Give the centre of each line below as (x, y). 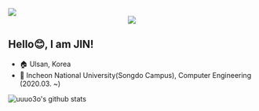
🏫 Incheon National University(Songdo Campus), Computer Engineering (135, 75)
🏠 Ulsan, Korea (45, 64)
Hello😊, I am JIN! (51, 44)
